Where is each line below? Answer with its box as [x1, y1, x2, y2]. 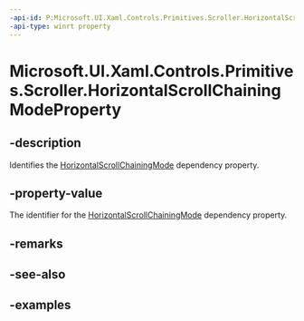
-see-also [9, 267, 66, 282]
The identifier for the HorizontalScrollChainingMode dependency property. [9, 209, 288, 220]
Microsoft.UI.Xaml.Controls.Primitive [9, 61, 294, 82]
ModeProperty [9, 99, 122, 120]
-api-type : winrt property [9, 22, 111, 31]
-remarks [9, 236, 63, 251]
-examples [9, 297, 71, 313]
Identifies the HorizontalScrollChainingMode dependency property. [9, 160, 260, 170]
